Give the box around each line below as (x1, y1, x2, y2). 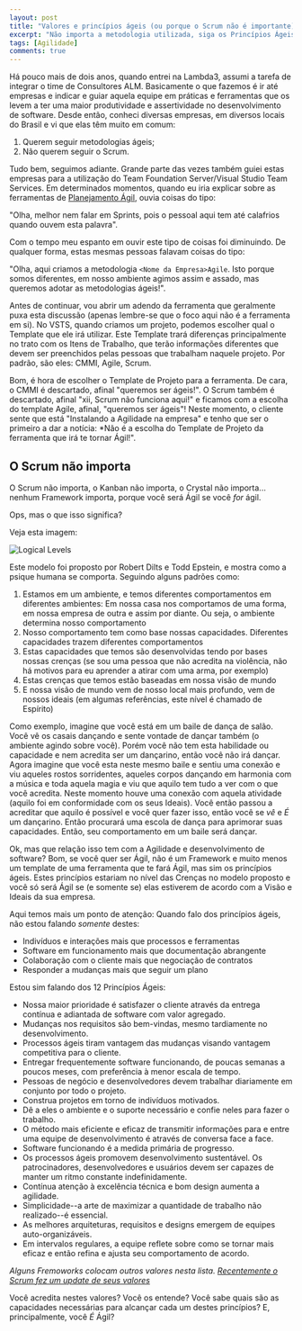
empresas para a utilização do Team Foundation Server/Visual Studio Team (9, 173, 288, 184)
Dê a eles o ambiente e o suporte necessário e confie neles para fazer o (22, 1104, 290, 1115)
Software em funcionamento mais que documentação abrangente (22, 945, 267, 956)
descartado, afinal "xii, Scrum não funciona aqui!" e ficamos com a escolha (9, 394, 289, 405)
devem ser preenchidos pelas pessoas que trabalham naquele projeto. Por (9, 348, 286, 359)
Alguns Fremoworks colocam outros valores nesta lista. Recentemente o (9, 1265, 279, 1276)
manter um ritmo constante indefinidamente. (22, 1171, 188, 1182)
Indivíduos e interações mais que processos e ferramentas (22, 935, 240, 946)
